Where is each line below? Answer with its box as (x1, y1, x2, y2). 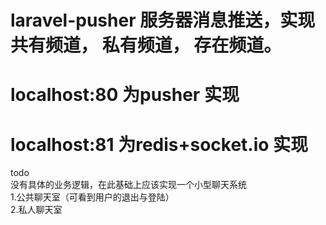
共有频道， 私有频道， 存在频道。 (10, 34, 282, 57)
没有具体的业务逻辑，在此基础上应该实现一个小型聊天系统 (10, 179, 247, 191)
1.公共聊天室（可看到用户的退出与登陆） (10, 191, 175, 203)
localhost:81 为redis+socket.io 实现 (10, 133, 309, 156)
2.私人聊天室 (10, 204, 63, 216)
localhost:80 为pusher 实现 (10, 84, 240, 106)
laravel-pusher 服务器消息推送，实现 (10, 9, 316, 32)
